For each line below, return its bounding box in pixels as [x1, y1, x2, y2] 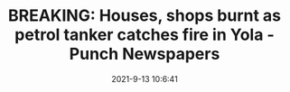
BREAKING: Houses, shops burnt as [7, 5, 282, 26]
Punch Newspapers [69, 44, 220, 64]
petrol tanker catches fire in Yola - [14, 24, 275, 45]
